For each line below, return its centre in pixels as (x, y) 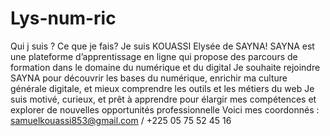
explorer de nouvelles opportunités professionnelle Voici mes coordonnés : (165, 109)
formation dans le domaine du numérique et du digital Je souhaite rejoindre (165, 67)
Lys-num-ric (63, 18)
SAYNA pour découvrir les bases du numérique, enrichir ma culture (149, 78)
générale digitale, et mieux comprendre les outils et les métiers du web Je (162, 88)
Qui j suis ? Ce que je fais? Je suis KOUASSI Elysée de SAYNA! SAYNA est (162, 46)
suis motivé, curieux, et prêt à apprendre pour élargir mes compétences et (163, 99)
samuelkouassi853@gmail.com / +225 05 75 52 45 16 (121, 120)
